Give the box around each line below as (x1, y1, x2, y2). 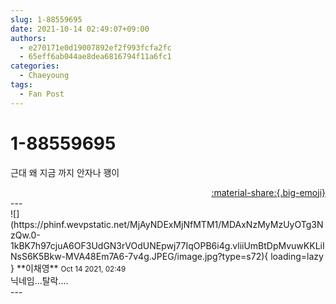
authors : (10, 33, 47, 43)
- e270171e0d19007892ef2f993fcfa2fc (19, 42, 172, 53)
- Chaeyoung (19, 71, 70, 81)
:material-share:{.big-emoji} (211, 186, 326, 198)
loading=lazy (270, 250, 324, 262)
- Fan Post (19, 89, 65, 99)
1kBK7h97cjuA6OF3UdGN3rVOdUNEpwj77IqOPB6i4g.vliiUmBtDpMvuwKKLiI (10, 239, 325, 251)
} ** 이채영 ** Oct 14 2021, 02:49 (10, 262, 127, 274)
